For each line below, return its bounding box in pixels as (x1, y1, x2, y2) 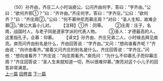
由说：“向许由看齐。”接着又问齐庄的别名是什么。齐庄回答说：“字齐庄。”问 (5, 47, 150, 52)
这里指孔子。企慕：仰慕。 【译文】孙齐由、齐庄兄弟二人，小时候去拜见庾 (5, 34, 158, 40)
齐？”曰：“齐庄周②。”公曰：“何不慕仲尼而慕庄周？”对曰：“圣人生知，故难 (5, 16, 153, 22)
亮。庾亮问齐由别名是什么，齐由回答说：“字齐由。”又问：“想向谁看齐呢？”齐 (5, 41, 156, 46)
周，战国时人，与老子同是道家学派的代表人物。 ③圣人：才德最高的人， (5, 29, 158, 34)
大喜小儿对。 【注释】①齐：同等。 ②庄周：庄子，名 (27, 22, 151, 28)
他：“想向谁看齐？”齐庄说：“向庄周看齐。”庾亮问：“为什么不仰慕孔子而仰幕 (5, 53, 154, 58)
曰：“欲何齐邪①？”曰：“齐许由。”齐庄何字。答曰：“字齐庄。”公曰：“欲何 (5, 10, 148, 16)
